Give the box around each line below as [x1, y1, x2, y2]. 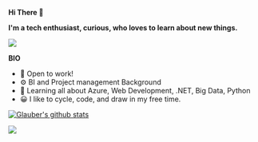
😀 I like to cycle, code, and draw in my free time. [19, 94, 181, 104]
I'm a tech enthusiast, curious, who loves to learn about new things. [8, 23, 238, 32]
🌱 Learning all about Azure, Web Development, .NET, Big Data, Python [19, 86, 251, 95]
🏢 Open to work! [19, 69, 74, 78]
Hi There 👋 [8, 8, 44, 17]
